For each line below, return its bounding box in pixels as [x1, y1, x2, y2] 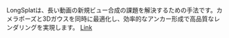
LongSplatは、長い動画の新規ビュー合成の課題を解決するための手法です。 [6, 6, 217, 14]
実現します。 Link [42, 23, 93, 31]
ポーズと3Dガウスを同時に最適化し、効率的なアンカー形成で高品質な [18, 15, 214, 23]
